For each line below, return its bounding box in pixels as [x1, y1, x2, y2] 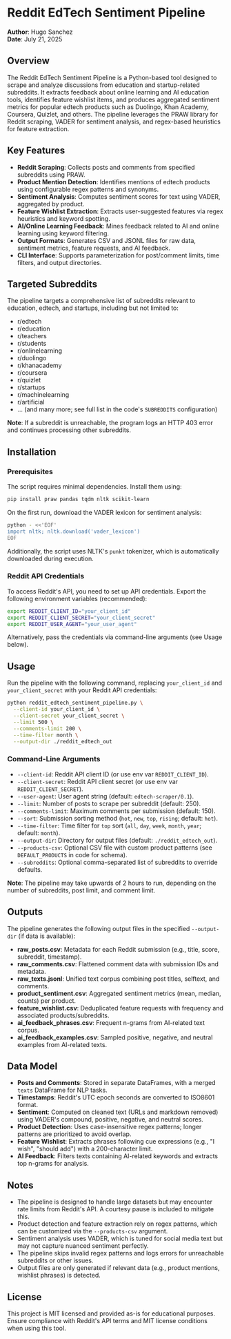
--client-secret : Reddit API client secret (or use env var [17, 777, 178, 785]
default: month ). [17, 828, 61, 837]
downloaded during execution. [7, 554, 94, 563]
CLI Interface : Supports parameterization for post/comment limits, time [17, 251, 219, 260]
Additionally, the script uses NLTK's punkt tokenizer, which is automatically [7, 547, 219, 555]
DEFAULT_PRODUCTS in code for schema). [17, 850, 128, 859]
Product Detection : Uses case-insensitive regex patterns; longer [17, 1123, 202, 1131]
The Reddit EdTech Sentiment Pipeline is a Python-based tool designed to [7, 73, 217, 81]
